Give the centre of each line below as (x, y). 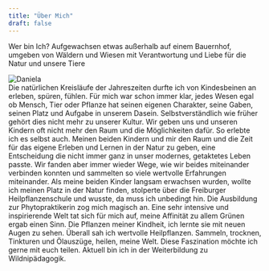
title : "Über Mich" (41, 16)
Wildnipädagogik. (37, 258)
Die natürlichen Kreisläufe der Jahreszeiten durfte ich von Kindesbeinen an (132, 87)
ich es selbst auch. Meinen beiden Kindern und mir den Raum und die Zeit (130, 138)
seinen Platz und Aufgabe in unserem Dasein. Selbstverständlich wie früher (133, 113)
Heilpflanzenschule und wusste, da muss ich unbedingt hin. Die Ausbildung (133, 199)
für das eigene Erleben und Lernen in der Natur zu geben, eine (112, 147)
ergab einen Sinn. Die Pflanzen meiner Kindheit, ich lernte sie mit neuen (127, 224)
